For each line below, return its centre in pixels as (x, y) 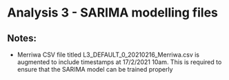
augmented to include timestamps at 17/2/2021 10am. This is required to (119, 62)
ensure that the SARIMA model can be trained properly (95, 69)
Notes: (22, 38)
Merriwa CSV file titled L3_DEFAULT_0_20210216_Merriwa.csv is (108, 54)
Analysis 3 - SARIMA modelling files (113, 13)
